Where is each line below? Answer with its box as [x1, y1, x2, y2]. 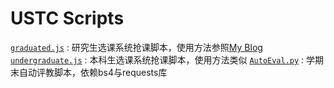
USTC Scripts [10, 7, 125, 30]
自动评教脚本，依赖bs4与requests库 [18, 66, 168, 78]
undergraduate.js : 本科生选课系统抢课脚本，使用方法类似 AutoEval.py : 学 [10, 53, 316, 66]
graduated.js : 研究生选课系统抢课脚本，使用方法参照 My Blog [10, 41, 263, 53]
